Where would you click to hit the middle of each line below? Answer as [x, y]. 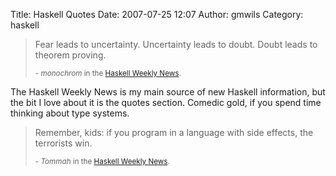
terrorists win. [63, 143]
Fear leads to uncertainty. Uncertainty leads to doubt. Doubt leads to [176, 44]
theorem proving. [70, 55]
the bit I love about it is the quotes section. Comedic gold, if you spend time [166, 102]
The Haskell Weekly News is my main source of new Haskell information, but [168, 92]
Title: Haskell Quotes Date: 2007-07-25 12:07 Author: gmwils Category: [157, 14]
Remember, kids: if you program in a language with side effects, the [174, 132]
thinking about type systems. [70, 113]
